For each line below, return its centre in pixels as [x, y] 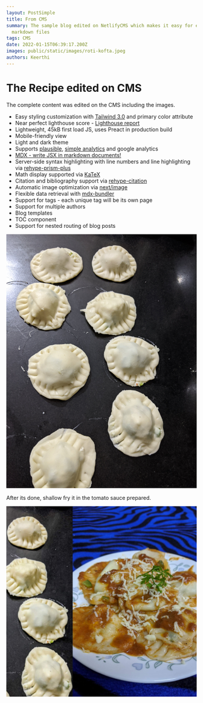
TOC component [36, 219]
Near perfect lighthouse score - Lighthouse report [77, 123]
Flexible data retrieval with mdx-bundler [65, 193]
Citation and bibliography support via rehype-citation [81, 181]
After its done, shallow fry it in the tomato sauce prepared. [79, 497]
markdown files [31, 32]
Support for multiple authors [50, 206]
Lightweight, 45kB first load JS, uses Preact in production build [94, 129]
